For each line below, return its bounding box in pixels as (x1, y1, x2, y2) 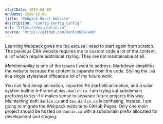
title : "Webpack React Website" (5, 16, 71, 21)
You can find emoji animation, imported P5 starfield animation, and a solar (5, 83, 153, 88)
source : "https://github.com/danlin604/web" (5, 30, 97, 35)
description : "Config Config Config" (5, 20, 82, 26)
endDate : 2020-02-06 (5, 12, 47, 17)
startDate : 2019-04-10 (5, 7, 51, 12)
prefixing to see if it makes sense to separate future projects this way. (5, 93, 145, 99)
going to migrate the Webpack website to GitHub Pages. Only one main (5, 103, 148, 109)
